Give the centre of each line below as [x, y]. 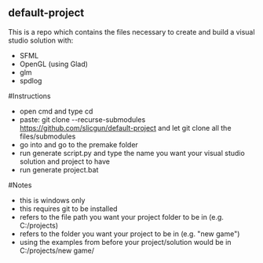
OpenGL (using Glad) [54, 64]
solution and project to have [65, 161]
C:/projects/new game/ [57, 250]
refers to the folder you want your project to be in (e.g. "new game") [130, 233]
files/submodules [47, 136]
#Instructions [29, 96]
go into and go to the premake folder [79, 144]
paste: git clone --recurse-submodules [82, 119]
